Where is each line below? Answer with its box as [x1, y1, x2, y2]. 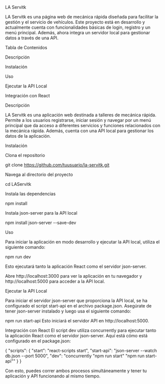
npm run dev [5, 254, 31, 260]
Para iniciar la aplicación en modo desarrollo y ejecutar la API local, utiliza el [5, 239, 160, 245]
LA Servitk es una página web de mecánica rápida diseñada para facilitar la [5, 14, 159, 19]
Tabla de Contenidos [5, 45, 47, 50]
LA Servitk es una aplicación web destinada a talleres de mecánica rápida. [5, 112, 157, 118]
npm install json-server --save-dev [5, 220, 77, 226]
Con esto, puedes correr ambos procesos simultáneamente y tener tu [5, 368, 147, 374]
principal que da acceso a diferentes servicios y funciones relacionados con [5, 123, 161, 128]
